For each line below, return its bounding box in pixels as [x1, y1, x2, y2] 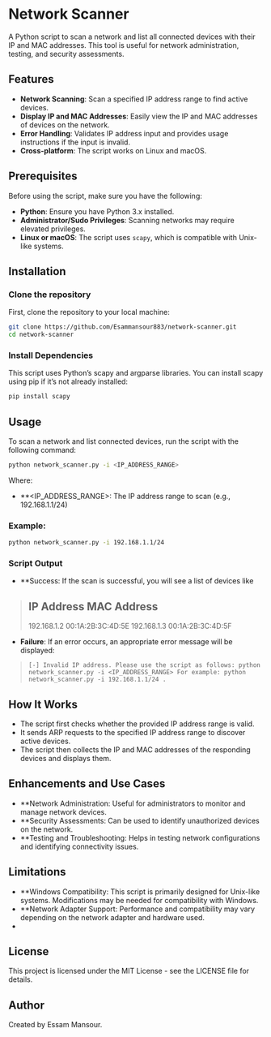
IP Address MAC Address [28, 600, 159, 613]
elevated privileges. [19, 224, 87, 234]
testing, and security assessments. [8, 49, 125, 58]
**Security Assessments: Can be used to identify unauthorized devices [19, 815, 260, 825]
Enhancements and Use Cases [8, 777, 166, 791]
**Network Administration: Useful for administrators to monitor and [19, 798, 246, 808]
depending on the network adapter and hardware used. [19, 912, 205, 922]
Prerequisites [8, 170, 78, 183]
